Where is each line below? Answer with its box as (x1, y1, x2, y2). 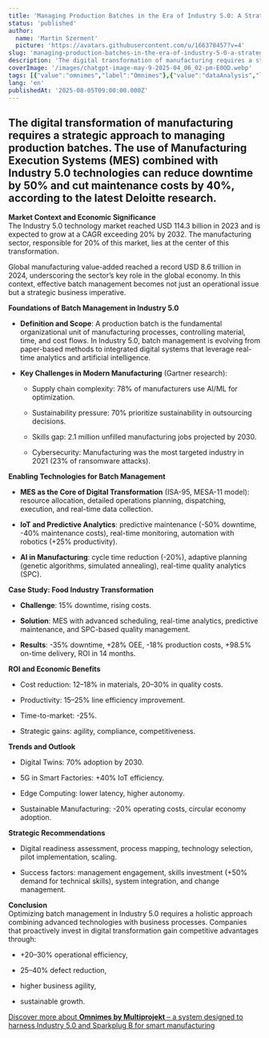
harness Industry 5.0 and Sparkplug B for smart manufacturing (8, 1020, 215, 1031)
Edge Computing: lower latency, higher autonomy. (19, 789, 186, 798)
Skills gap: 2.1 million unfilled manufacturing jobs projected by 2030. (31, 432, 257, 442)
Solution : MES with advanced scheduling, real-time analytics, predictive (19, 616, 259, 626)
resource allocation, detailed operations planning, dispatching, (19, 496, 227, 505)
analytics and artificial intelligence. (36, 353, 151, 363)
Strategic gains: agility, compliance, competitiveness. (19, 727, 196, 736)
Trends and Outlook (8, 742, 76, 752)
